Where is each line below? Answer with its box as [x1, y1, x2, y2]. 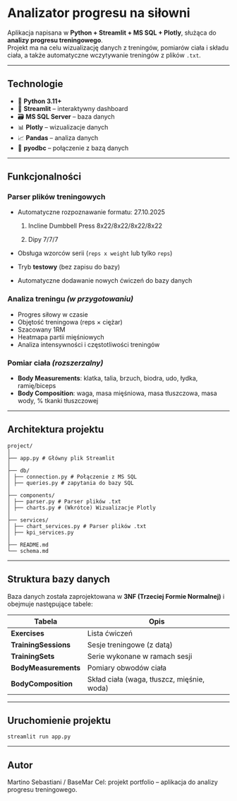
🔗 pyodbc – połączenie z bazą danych [17, 144, 129, 152]
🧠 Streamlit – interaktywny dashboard [17, 104, 128, 112]
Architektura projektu [7, 423, 104, 435]
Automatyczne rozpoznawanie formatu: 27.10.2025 [17, 208, 166, 216]
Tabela [34, 616, 58, 626]
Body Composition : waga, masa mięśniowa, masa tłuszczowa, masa [17, 389, 217, 397]
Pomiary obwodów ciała [87, 662, 167, 672]
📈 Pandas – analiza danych [17, 133, 99, 142]
